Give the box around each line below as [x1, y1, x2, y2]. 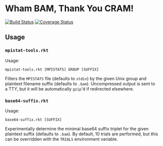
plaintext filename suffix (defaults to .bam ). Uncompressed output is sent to [5, 81, 156, 87]
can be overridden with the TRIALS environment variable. [5, 136, 118, 142]
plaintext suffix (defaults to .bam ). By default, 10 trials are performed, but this [5, 131, 158, 137]
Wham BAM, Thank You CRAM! [5, 3, 134, 14]
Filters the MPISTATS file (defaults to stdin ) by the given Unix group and [5, 75, 147, 81]
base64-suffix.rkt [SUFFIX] [5, 117, 62, 122]
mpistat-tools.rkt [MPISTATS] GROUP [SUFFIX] [5, 67, 99, 72]
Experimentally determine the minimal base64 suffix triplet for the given [5, 126, 149, 131]
